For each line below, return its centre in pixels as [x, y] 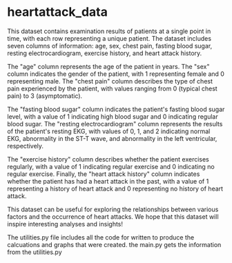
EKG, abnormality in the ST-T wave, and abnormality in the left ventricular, [112, 138]
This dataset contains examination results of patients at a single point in [109, 31]
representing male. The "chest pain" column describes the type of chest [110, 81]
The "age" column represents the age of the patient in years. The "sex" [108, 66]
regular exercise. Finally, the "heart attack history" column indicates [104, 174]
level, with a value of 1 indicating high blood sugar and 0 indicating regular [113, 116]
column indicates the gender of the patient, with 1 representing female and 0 [116, 74]
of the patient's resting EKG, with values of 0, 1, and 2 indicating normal [109, 131]
